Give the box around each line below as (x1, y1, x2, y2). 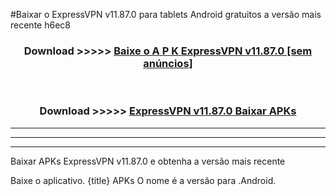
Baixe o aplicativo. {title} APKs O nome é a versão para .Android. (10, 174, 277, 186)
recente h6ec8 (10, 19, 71, 31)
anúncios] (143, 56, 193, 70)
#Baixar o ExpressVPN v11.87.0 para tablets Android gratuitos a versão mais (10, 9, 322, 20)
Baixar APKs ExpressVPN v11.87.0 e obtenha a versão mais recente (10, 155, 286, 167)
